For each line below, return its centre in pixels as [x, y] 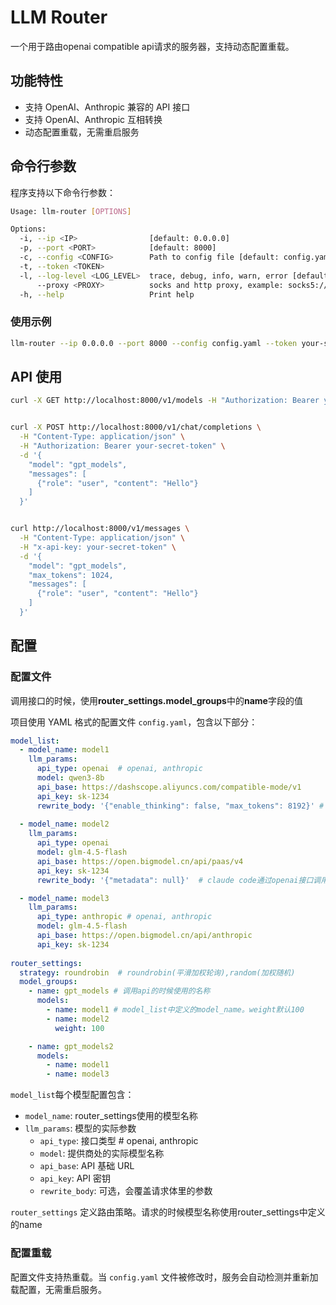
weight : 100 [79, 1028]
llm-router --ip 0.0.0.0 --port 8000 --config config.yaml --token [154, 343]
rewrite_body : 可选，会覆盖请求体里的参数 [126, 1191]
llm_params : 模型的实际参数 [80, 1128]
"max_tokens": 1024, [71, 575]
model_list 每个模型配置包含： [72, 1095]
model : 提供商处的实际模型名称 [102, 1153]
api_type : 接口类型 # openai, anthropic [119, 1141]
